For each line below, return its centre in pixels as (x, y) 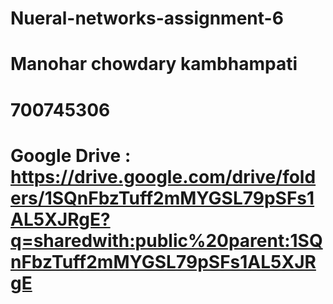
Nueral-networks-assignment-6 (147, 18)
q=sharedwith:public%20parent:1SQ (166, 240)
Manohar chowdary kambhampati (154, 64)
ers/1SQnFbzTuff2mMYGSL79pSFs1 (162, 198)
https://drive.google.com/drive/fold (163, 176)
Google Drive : (71, 155)
